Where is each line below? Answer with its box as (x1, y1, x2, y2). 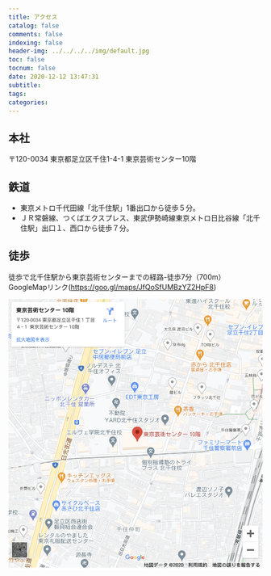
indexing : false (8, 39, 63, 47)
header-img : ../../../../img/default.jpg (8, 47, 150, 56)
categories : (8, 98, 48, 107)
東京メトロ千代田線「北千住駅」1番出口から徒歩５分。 (19, 203, 200, 212)
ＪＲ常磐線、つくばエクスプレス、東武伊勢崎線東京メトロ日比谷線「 (19, 213, 247, 222)
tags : (8, 90, 27, 98)
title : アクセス (8, 13, 58, 21)
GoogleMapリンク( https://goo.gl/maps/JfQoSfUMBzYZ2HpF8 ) (8, 282, 217, 292)
